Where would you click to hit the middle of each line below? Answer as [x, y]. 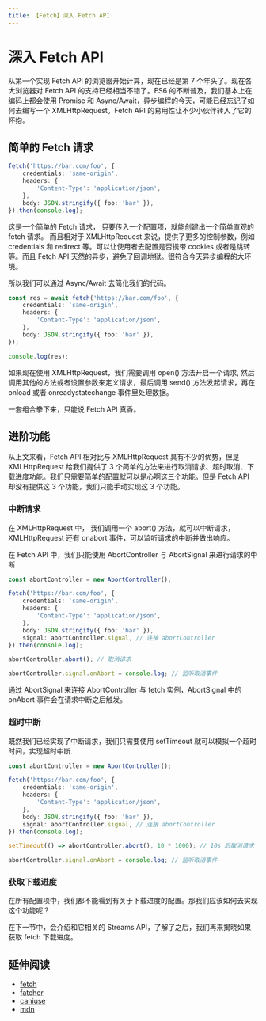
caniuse [32, 1001]
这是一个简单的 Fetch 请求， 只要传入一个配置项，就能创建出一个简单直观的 [131, 226]
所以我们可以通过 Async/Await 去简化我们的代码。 [89, 283]
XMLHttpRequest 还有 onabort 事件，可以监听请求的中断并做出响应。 [121, 537]
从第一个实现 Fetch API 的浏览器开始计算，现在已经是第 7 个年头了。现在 [127, 81]
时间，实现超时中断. [41, 751]
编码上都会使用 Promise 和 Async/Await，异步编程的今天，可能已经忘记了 [128, 101]
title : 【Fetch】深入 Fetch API [59, 15]
